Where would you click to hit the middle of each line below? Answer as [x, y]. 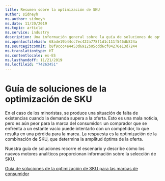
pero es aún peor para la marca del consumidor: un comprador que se [76, 123]
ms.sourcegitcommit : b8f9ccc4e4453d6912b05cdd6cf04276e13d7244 [71, 46]
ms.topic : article [24, 28]
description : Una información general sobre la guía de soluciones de [79, 37]
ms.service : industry [27, 32]
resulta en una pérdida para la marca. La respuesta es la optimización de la [81, 134]
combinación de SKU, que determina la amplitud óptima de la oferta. [74, 139]
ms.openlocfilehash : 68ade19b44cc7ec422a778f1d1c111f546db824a [71, 42]
